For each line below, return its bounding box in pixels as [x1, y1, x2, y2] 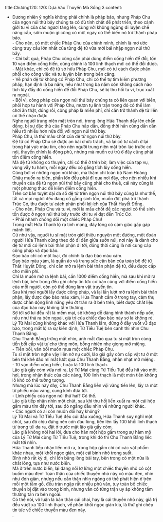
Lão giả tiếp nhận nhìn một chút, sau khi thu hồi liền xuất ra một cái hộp [12, 398, 156, 404]
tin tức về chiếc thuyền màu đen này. [12, 507, 87, 513]
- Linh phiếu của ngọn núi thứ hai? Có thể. [12, 393, 96, 398]
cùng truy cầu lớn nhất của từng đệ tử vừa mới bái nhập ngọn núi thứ [12, 45, 150, 51]
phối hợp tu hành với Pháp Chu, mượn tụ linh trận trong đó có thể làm [12, 103, 151, 108]
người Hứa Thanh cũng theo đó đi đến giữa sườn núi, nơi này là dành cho [12, 237, 158, 243]
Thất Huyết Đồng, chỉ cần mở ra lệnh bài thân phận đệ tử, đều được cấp [12, 263, 156, 269]
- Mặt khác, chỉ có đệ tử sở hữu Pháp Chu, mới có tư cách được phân [12, 66, 151, 72]
